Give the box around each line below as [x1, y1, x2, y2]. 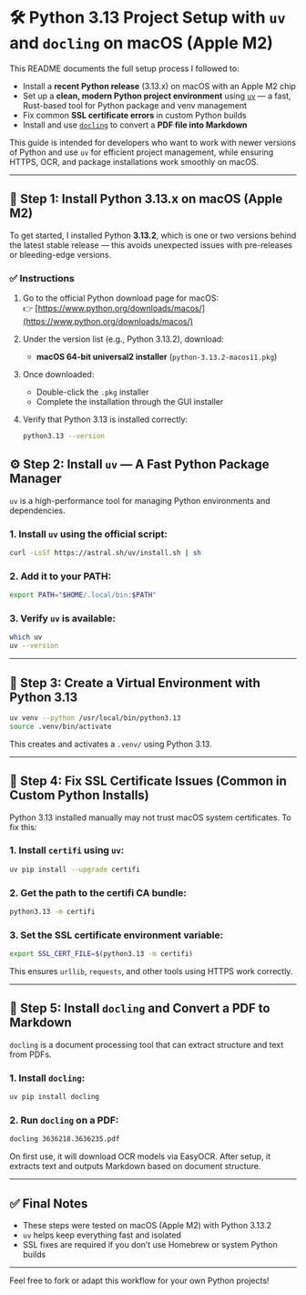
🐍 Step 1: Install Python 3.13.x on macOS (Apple [9, 191, 283, 207]
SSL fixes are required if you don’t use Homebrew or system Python [22, 1238, 278, 1249]
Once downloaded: [22, 369, 95, 380]
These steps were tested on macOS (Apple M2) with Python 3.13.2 [22, 1219, 272, 1230]
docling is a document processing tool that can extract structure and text [9, 1039, 284, 1050]
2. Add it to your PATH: [9, 570, 112, 582]
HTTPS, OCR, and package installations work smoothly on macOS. [9, 156, 260, 167]
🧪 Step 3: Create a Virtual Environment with [9, 675, 261, 691]
